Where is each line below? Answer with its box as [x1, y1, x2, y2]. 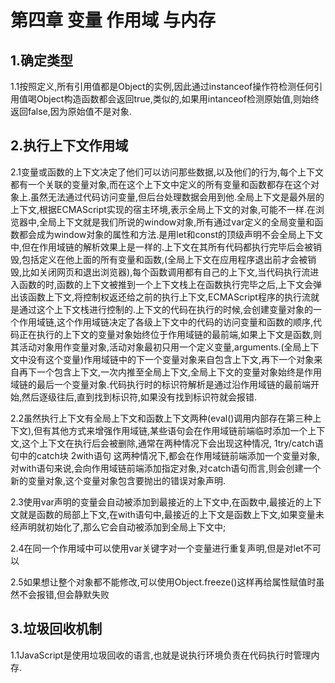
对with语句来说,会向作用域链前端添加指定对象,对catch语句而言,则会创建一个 [10, 462, 322, 474]
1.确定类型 [10, 52, 74, 69]
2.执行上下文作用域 [10, 137, 129, 155]
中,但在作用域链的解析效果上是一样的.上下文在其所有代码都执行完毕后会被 [10, 241, 314, 253]
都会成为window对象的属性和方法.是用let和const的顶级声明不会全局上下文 [18, 228, 324, 240]
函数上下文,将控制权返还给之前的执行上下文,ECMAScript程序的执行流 [27, 291, 311, 303]
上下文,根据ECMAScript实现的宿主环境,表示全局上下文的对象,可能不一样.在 [10, 203, 317, 215]
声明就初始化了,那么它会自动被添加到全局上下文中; [18, 521, 227, 533]
